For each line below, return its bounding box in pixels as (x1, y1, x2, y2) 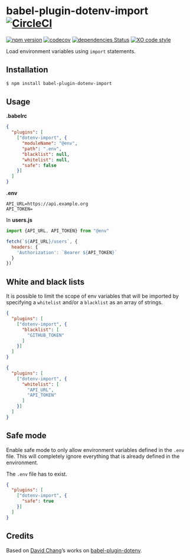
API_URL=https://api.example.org (6, 201, 89, 207)
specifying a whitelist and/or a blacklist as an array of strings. (6, 299, 163, 306)
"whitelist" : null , (21, 157, 70, 163)
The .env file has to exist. (6, 470, 68, 477)
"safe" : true (21, 498, 54, 504)
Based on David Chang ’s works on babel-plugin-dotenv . (6, 546, 143, 554)
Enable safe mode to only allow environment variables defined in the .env (6, 446, 185, 453)
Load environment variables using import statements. (6, 47, 136, 54)
